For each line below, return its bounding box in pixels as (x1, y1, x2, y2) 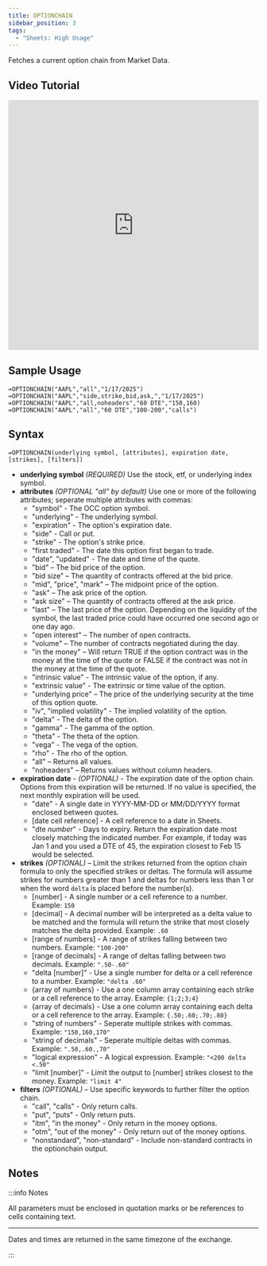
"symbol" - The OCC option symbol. (31, 503, 150, 513)
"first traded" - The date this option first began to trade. (31, 545, 215, 555)
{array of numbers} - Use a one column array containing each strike (31, 985, 254, 994)
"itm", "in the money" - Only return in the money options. (31, 1118, 218, 1128)
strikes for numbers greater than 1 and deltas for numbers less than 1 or (19, 875, 254, 885)
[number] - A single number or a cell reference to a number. (31, 892, 228, 901)
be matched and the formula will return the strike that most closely (31, 917, 250, 927)
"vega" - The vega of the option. (31, 740, 138, 749)
